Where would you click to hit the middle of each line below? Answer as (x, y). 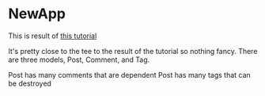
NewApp (37, 14)
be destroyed (30, 83)
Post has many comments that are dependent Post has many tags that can (129, 75)
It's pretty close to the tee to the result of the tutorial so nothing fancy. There (133, 51)
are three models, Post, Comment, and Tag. (79, 60)
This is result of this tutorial (53, 36)
